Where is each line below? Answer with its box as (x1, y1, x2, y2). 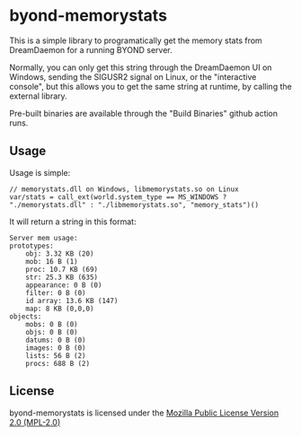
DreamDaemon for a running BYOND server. (9, 44, 173, 55)
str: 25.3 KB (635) (25, 273, 99, 282)
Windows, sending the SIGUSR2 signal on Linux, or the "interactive (9, 71, 257, 82)
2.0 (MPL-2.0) (9, 416, 61, 427)
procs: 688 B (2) (25, 359, 91, 368)
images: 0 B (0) (25, 343, 87, 353)
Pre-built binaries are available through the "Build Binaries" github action (9, 108, 279, 118)
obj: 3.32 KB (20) (25, 249, 94, 258)
